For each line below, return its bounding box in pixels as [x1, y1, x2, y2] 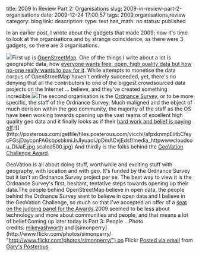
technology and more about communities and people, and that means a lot [6, 211, 189, 219]
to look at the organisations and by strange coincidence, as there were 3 [6, 36, 184, 42]
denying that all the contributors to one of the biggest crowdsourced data [6, 80, 186, 86]
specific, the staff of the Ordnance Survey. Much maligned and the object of [6, 99, 193, 106]
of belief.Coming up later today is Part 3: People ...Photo [6, 218, 144, 225]
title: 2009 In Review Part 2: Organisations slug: [6, 5, 123, 12]
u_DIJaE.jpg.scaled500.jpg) [6, 143, 74, 150]
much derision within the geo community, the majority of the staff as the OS [6, 105, 192, 112]
